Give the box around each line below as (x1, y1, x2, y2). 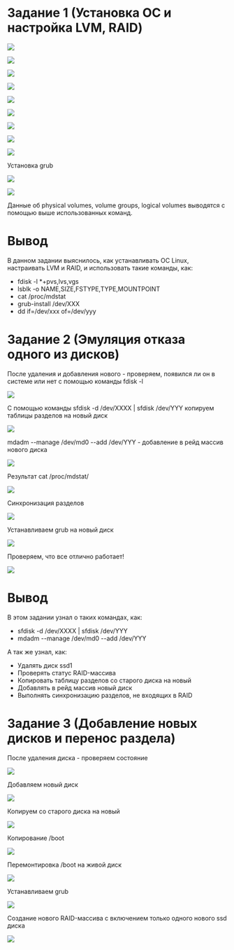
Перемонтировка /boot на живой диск (7, 860, 122, 869)
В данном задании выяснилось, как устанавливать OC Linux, (7, 256, 189, 264)
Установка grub (7, 161, 54, 170)
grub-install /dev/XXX (17, 299, 80, 308)
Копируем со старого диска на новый (7, 807, 120, 815)
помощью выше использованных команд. (7, 208, 133, 216)
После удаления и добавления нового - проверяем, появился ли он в (7, 369, 215, 378)
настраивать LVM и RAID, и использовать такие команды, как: (7, 263, 193, 272)
